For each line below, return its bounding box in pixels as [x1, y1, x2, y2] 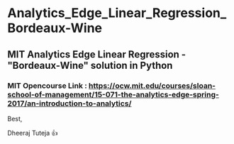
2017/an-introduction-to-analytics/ [7, 98, 132, 108]
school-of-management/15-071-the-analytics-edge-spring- [7, 89, 220, 99]
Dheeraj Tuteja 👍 [7, 128, 58, 137]
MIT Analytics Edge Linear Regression [7, 48, 179, 60]
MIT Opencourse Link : [7, 80, 87, 90]
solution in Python [90, 59, 173, 72]
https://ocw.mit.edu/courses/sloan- [88, 80, 216, 90]
